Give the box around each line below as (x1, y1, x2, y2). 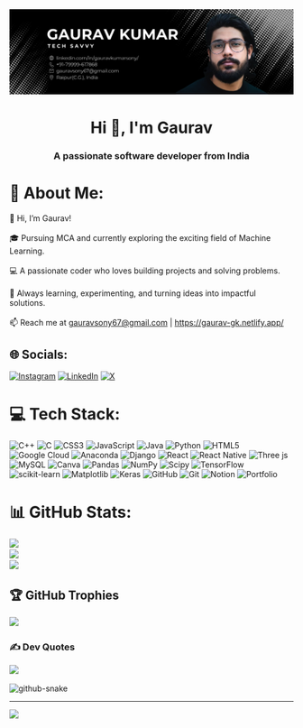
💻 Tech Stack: (9, 404, 121, 425)
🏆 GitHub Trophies (9, 588, 120, 604)
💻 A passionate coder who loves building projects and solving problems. (9, 265, 281, 276)
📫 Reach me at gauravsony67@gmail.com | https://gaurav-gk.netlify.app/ (9, 318, 284, 328)
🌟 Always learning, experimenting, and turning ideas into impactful (9, 288, 257, 299)
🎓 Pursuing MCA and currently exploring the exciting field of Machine (9, 233, 271, 244)
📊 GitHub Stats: (9, 502, 133, 522)
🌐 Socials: (9, 346, 69, 362)
